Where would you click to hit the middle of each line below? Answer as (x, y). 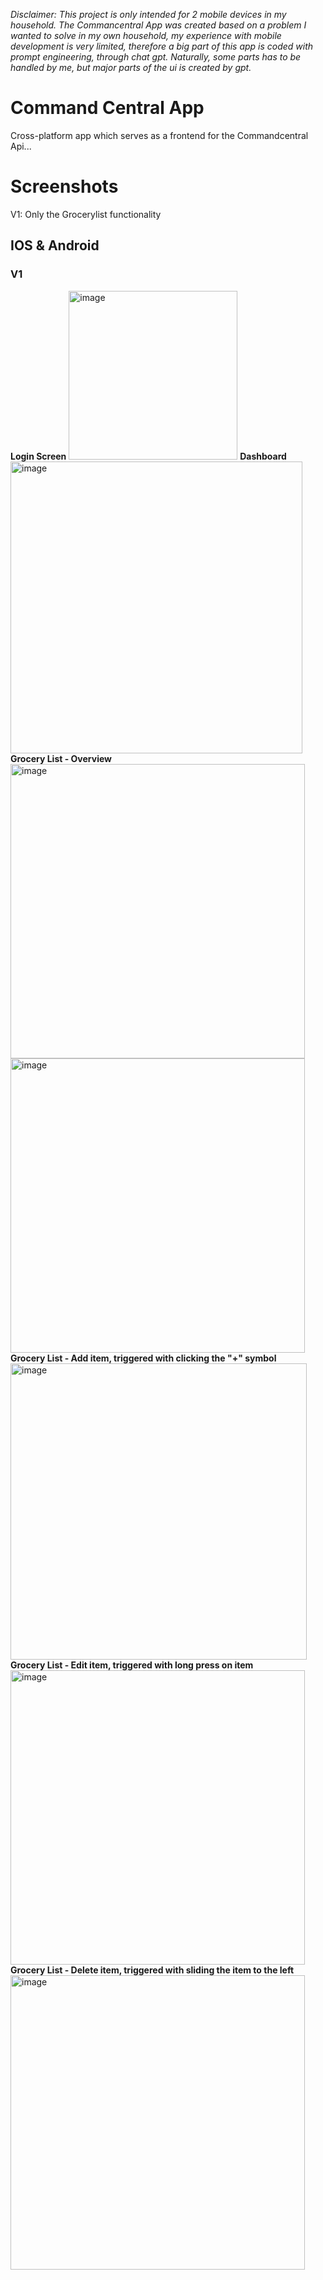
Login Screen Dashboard (148, 456)
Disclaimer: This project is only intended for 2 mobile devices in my (148, 14)
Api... (21, 146)
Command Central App (107, 108)
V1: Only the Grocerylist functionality (86, 214)
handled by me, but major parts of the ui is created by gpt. (131, 67)
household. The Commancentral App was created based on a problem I (158, 25)
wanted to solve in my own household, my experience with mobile (146, 35)
